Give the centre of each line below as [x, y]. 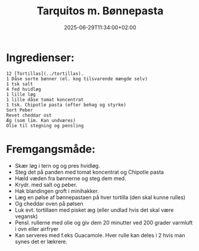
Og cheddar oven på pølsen [49, 203]
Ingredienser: [40, 57]
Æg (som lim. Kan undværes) [41, 120]
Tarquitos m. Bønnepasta [100, 11]
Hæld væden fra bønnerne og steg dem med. [70, 178]
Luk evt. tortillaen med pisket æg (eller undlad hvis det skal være [94, 210]
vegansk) [26, 216]
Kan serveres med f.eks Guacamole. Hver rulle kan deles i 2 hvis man [100, 235]
